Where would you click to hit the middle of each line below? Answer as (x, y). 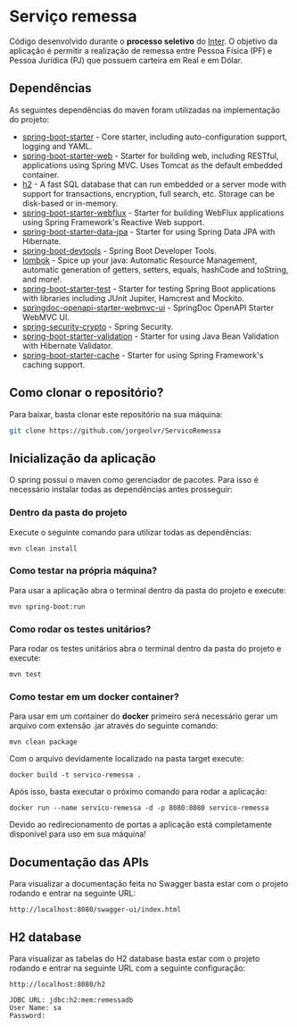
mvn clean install (43, 548)
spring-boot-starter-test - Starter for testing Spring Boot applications (149, 289)
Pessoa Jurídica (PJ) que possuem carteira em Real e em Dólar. (126, 60)
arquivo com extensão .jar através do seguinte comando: (114, 726)
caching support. (54, 365)
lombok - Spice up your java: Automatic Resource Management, (140, 260)
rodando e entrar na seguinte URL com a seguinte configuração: (128, 968)
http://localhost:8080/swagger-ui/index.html (95, 910)
